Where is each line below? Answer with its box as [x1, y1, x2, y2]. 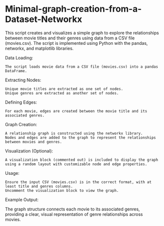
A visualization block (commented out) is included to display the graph [5, 157, 159, 162]
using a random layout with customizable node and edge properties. [5, 162, 147, 167]
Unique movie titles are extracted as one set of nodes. [5, 86, 123, 91]
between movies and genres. [5, 139, 62, 144]
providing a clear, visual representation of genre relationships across [5, 211, 143, 217]
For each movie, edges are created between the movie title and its [5, 109, 147, 113]
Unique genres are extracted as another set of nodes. [5, 91, 119, 95]
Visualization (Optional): [5, 148, 53, 154]
